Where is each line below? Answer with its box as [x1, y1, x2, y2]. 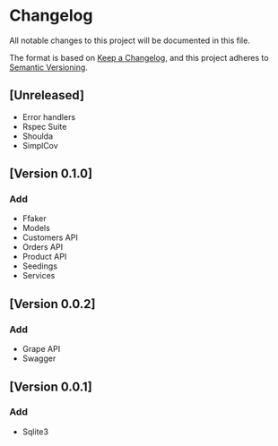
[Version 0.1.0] [9, 167, 92, 182]
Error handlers [22, 111, 76, 122]
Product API [22, 252, 67, 262]
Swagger [22, 353, 56, 364]
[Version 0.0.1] [9, 379, 92, 394]
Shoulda [22, 131, 54, 142]
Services [22, 270, 56, 281]
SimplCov [22, 140, 58, 150]
